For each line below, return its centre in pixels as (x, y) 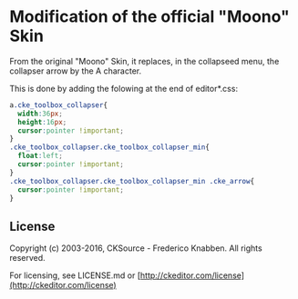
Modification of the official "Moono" (149, 17)
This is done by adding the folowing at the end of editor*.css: (124, 88)
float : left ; (41, 156)
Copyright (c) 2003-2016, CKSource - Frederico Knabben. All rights (136, 248)
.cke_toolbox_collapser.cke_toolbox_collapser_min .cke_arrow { (132, 181)
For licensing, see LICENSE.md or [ (75, 275)
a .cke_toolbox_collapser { (58, 105)
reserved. (27, 258)
